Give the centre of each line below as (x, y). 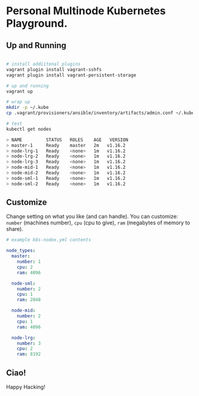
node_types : (21, 251)
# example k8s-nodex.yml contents (49, 240)
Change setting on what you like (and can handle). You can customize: (92, 217)
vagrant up (20, 91)
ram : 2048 (29, 300)
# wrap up (18, 102)
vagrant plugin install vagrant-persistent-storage (71, 75)
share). (15, 229)
